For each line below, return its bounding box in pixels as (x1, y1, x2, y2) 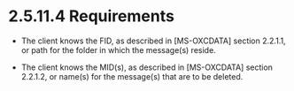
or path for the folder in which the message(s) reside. (20, 44, 216, 55)
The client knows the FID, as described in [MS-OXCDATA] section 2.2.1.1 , (20, 35, 286, 46)
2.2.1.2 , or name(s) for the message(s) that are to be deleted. (20, 71, 244, 81)
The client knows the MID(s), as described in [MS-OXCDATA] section (20, 62, 274, 72)
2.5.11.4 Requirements (8, 6, 174, 27)
